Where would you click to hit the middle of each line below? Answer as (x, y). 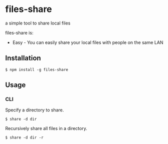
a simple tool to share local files (38, 23)
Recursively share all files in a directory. (46, 128)
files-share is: (19, 32)
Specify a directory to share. (35, 110)
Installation (23, 58)
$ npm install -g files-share (37, 69)
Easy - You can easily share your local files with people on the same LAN (88, 42)
